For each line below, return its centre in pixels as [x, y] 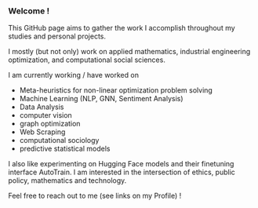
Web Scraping [42, 132]
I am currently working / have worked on [74, 75]
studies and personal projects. [57, 36]
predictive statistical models [65, 149]
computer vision [45, 115]
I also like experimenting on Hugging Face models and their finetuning [121, 164]
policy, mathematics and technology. [67, 181]
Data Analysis [42, 107]
